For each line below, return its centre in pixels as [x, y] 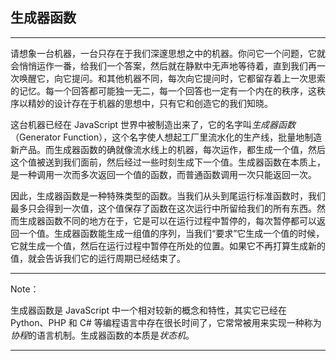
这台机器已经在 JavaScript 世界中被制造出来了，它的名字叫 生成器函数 [153, 124]
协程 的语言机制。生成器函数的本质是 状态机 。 [102, 335]
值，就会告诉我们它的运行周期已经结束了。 [98, 258]
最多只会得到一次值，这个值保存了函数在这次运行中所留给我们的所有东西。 [163, 208]
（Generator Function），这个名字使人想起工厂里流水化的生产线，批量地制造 [166, 137]
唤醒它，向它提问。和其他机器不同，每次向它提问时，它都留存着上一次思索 [172, 78]
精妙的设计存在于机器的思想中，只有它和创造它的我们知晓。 [150, 103]
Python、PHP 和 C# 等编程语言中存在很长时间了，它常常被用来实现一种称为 [166, 322]
